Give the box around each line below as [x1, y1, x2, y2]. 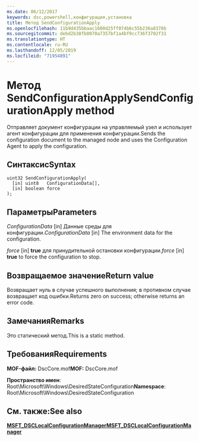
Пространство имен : [7, 376, 61, 383]
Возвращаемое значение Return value [7, 270, 154, 281]
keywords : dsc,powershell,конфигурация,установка [7, 14, 132, 20]
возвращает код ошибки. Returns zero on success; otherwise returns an [7, 292, 185, 300]
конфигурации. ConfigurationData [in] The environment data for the [7, 229, 173, 237]
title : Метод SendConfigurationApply [7, 20, 100, 26]
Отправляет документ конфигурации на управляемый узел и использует [7, 123, 192, 131]
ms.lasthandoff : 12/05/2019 [7, 48, 77, 53]
